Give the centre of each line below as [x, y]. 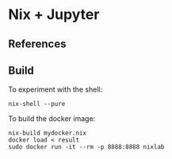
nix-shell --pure [37, 104]
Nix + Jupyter [54, 15]
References [37, 44]
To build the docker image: [52, 119]
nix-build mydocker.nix [48, 133]
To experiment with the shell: [55, 89]
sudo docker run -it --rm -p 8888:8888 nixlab [86, 147]
